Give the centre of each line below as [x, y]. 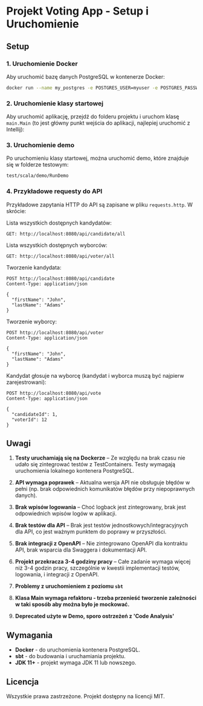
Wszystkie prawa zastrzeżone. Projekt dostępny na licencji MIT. [85, 696]
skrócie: [16, 211]
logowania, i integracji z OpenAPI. [57, 575]
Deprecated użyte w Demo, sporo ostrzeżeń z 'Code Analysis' [95, 616]
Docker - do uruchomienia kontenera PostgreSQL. [78, 650]
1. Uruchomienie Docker [42, 64]
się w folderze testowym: [37, 165]
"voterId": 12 [29, 420]
